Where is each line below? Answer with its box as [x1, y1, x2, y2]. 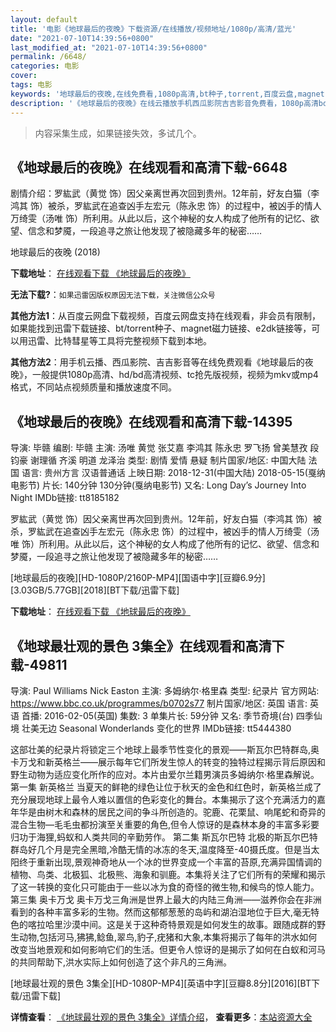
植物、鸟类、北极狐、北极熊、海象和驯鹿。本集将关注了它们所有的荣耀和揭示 [10, 868, 326, 880]
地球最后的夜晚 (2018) [10, 246, 101, 258]
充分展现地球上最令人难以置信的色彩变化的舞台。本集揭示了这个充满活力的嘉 [10, 793, 326, 805]
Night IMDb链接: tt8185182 [10, 492, 120, 504]
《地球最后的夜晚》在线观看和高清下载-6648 [10, 159, 288, 176]
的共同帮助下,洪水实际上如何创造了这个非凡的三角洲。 [10, 956, 233, 968]
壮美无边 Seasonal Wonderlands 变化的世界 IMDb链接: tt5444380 [21, 722, 292, 734]
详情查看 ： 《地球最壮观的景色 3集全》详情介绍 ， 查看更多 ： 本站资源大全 [10, 1011, 313, 1023]
